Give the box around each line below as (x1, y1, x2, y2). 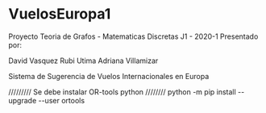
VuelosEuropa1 (8, 5, 111, 23)
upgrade (8, 95, 37, 105)
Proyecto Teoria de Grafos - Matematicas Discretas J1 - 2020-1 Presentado (8, 31, 259, 41)
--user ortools (38, 95, 85, 105)
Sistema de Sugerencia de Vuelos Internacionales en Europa (8, 71, 210, 81)
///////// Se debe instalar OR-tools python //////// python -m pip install (8, 86, 236, 97)
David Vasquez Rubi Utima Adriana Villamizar (8, 56, 159, 65)
